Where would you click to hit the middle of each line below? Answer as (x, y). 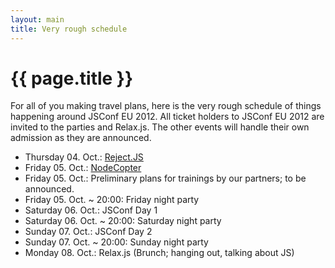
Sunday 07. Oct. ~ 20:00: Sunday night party (116, 242)
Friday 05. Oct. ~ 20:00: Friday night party (112, 200)
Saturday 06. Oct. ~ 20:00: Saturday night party (123, 221)
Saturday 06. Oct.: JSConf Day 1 (91, 210)
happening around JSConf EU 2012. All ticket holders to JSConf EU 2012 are (167, 117)
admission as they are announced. (81, 138)
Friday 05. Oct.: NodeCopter (83, 168)
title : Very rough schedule (69, 29)
